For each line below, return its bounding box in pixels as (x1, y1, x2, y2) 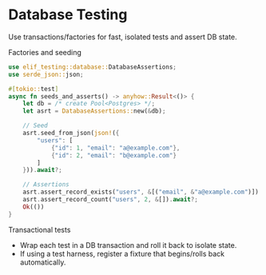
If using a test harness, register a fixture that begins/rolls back (19, 249, 225, 258)
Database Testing (8, 6, 128, 24)
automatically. (19, 257, 66, 267)
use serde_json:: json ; (8, 70, 84, 78)
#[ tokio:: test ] (8, 85, 59, 93)
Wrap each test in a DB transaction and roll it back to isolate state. (19, 240, 237, 249)
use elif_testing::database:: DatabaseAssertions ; (8, 62, 177, 71)
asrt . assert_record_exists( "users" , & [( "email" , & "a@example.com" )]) (22, 188, 260, 197)
